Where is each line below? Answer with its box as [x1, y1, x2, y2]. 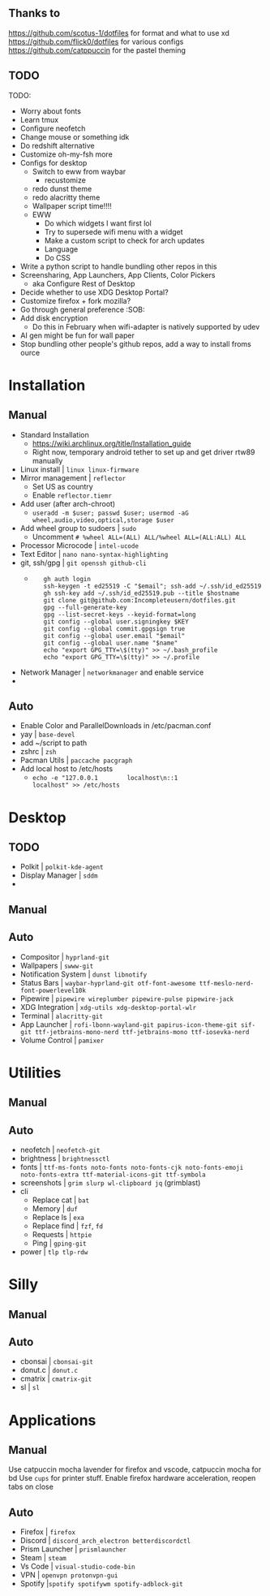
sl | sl [19, 1382, 41, 1392]
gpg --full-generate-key [43, 603, 127, 611]
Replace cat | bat [32, 1195, 90, 1205]
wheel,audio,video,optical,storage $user [32, 515, 174, 524]
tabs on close [8, 1482, 54, 1492]
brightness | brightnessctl [19, 1154, 110, 1163]
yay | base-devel [19, 730, 75, 740]
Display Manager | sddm [19, 870, 98, 880]
